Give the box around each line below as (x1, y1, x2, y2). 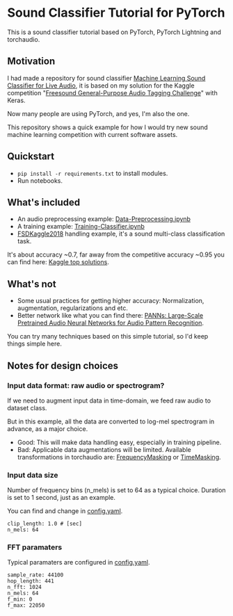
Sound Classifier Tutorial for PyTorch (7, 5, 225, 21)
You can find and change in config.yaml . (7, 507, 123, 515)
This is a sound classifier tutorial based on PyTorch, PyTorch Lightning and (7, 28, 221, 36)
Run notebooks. (17, 176, 63, 185)
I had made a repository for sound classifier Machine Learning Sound (7, 74, 206, 82)
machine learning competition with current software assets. (7, 130, 178, 138)
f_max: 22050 (7, 602, 45, 609)
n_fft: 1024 (7, 584, 42, 591)
